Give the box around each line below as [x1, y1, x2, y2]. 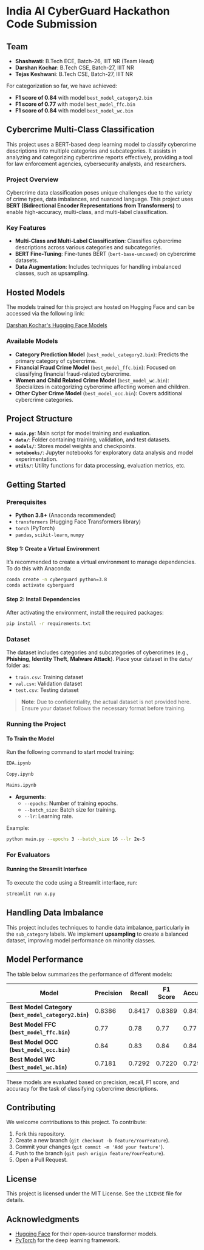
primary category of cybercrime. [15, 357, 97, 364]
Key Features [6, 224, 47, 232]
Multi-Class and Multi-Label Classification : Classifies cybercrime [15, 237, 182, 244]
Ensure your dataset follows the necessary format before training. [21, 705, 186, 712]
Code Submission [6, 17, 97, 31]
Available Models [6, 337, 58, 345]
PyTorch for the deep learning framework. [15, 1237, 120, 1244]
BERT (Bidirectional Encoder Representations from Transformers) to [6, 202, 182, 209]
